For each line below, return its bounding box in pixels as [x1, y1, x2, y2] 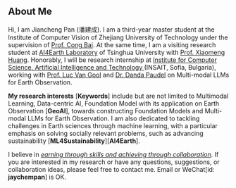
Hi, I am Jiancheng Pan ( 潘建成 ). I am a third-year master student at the [8, 25, 215, 34]
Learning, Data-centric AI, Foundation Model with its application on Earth [8, 99, 220, 108]
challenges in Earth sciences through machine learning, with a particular [8, 121, 218, 130]
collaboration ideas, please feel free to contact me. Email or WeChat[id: [8, 165, 215, 173]
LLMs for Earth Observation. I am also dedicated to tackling [27, 114, 200, 123]
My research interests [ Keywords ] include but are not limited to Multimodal [8, 92, 229, 100]
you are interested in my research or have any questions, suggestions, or [8, 158, 221, 166]
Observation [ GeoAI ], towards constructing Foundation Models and [8, 106, 204, 115]
